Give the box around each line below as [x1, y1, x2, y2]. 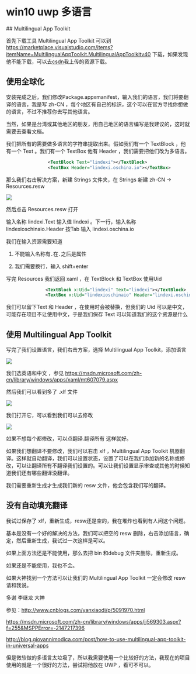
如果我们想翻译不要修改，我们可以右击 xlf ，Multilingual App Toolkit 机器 [6, 448, 180, 455]
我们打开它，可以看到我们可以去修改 [6, 412, 93, 419]
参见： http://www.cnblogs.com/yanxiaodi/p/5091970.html [6, 606, 145, 613]
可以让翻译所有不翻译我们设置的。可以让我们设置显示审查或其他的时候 [16, 462, 185, 469]
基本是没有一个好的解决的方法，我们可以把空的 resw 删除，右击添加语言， [6, 529, 184, 537]
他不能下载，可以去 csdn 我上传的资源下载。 [6, 58, 110, 65]
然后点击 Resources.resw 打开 [6, 205, 79, 212]
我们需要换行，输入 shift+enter [14, 263, 89, 270]
